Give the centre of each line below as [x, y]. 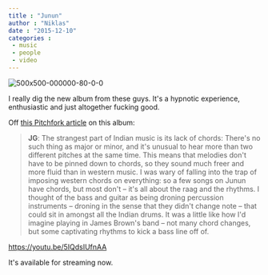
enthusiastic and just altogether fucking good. [84, 107]
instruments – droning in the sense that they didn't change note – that [142, 205]
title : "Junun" [35, 16]
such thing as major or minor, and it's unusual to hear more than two [140, 146]
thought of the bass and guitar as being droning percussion [126, 197]
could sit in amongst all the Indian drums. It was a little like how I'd [137, 214]
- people [26, 53]
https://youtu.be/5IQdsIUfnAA [58, 247]
